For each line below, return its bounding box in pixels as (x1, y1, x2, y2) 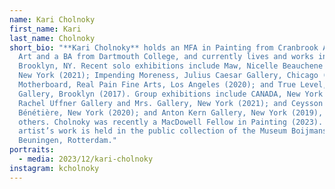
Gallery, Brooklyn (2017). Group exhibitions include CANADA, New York (18, 89, 324, 99)
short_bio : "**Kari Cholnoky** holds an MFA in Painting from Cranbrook (9, 42, 319, 53)
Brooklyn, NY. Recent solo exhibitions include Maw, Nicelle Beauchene (18, 61, 324, 71)
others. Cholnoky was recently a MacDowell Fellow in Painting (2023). (18, 117, 324, 127)
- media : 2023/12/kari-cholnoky (18, 154, 154, 164)
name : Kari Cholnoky (9, 14, 96, 25)
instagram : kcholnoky (9, 163, 100, 173)
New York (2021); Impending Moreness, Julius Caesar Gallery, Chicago (18, 71, 319, 81)
